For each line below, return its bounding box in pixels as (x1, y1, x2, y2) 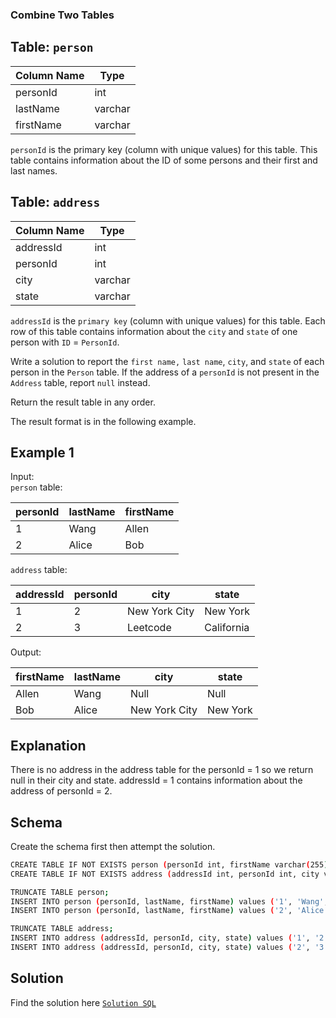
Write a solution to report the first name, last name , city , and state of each (10, 355, 325, 367)
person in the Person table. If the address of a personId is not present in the (10, 366, 320, 378)
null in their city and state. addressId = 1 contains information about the (10, 774, 303, 787)
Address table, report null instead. (10, 376, 151, 388)
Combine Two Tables (10, 8, 115, 22)
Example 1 (10, 444, 75, 461)
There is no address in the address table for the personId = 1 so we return (10, 764, 314, 776)
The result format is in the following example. (10, 415, 197, 427)
